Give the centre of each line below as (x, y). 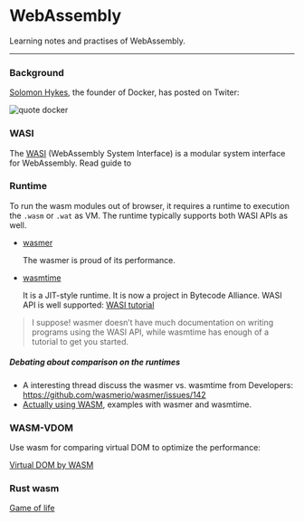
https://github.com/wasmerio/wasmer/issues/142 (114, 394)
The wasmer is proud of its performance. (99, 260)
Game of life (32, 508)
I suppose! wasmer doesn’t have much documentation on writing (152, 322)
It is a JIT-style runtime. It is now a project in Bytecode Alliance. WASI (152, 295)
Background (37, 72)
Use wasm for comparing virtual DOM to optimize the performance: (135, 448)
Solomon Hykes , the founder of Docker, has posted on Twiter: (124, 92)
